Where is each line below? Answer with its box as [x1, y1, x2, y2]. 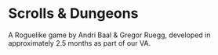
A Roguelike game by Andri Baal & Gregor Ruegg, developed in [8, 30, 211, 40]
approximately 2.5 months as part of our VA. [8, 38, 151, 47]
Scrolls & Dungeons [8, 5, 139, 22]
